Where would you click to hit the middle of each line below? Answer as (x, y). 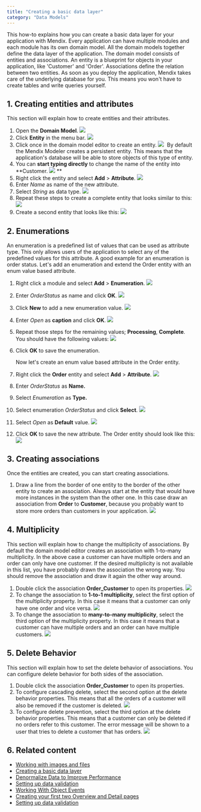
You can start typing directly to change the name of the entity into (98, 164)
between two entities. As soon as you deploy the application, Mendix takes (99, 72)
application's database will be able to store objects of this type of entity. (104, 158)
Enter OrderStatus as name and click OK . (66, 296)
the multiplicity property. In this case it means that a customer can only (103, 601)
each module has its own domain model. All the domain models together (96, 47)
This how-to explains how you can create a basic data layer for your (91, 34)
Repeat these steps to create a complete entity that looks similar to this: (103, 198)
